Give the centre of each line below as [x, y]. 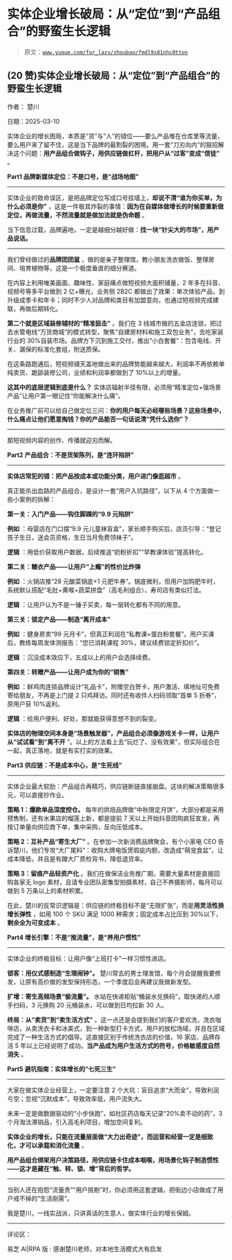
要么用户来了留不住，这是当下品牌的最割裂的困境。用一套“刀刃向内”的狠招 [113, 144]
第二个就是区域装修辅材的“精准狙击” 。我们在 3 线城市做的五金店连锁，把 [112, 323]
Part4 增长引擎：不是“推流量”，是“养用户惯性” [74, 937]
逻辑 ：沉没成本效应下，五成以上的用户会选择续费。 [80, 657]
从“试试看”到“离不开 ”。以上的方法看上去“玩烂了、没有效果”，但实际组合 [111, 742]
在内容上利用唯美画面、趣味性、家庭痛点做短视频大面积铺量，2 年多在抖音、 [116, 282]
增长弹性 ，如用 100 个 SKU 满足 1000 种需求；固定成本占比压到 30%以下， [115, 914]
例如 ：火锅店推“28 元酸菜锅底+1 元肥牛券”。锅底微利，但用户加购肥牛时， [113, 581]
